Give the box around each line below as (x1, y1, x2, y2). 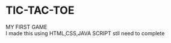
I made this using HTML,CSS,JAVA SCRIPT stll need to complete (5, 29, 165, 36)
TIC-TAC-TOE (5, 4, 75, 17)
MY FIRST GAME (5, 23, 48, 30)
